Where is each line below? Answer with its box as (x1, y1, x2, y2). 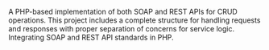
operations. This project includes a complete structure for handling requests (8, 15, 261, 25)
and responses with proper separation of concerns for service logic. (8, 24, 235, 33)
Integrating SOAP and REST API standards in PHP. (8, 32, 175, 42)
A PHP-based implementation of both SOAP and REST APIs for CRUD (8, 7, 238, 16)
